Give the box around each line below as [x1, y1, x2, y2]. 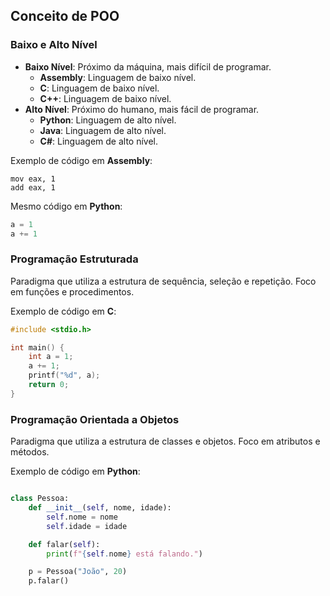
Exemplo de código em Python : [10, 465, 141, 478]
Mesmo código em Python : [10, 200, 123, 212]
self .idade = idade [46, 521, 128, 531]
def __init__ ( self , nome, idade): [28, 503, 172, 513]
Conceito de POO [10, 8, 120, 25]
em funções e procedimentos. [10, 285, 135, 298]
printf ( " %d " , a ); [28, 370, 101, 381]
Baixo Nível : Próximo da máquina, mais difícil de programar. [24, 60, 272, 73]
